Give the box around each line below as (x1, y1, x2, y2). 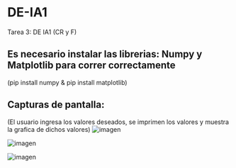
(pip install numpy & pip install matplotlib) (7, 78, 128, 86)
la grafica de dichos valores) (7, 125, 91, 133)
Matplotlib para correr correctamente (7, 60, 176, 72)
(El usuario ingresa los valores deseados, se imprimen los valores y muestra (7, 118, 229, 126)
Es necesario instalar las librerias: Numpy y (7, 48, 203, 60)
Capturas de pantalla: (7, 99, 105, 111)
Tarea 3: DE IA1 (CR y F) (7, 28, 77, 36)
